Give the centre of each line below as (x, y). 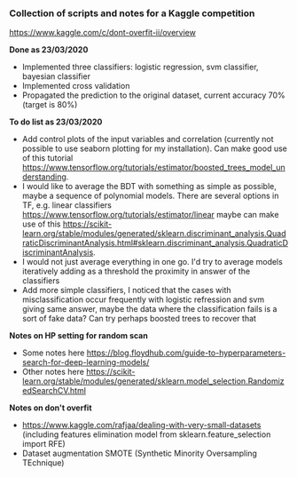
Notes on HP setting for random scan (78, 336)
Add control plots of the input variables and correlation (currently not (148, 139)
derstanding (44, 177)
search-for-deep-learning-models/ (86, 362)
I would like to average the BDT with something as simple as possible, (149, 187)
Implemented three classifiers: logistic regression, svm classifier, (140, 67)
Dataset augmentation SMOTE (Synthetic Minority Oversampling (139, 453)
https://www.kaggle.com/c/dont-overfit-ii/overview (103, 33)
